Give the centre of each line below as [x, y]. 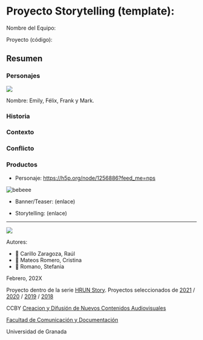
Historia [18, 116]
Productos [22, 165]
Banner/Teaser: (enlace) [45, 201]
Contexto [20, 132]
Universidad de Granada [37, 332]
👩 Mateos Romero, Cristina [48, 260]
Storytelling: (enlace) [41, 213]
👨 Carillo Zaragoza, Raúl [45, 253]
